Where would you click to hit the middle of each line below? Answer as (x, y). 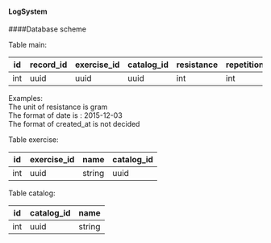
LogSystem (28, 11)
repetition (245, 65)
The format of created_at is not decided (74, 124)
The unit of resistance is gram (58, 107)
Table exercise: (33, 140)
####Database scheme (48, 29)
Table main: (27, 45)
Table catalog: (32, 193)
